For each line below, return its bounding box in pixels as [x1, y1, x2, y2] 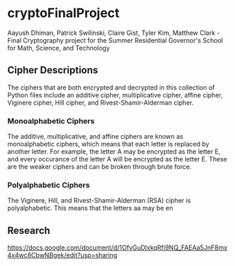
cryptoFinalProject [7, 5, 120, 21]
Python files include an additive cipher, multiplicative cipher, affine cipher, [7, 90, 223, 99]
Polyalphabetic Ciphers [7, 180, 90, 190]
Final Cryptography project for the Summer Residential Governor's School [7, 36, 224, 44]
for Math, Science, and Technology [7, 43, 110, 52]
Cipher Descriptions [7, 64, 99, 76]
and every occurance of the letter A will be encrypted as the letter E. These [7, 155, 227, 164]
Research [7, 224, 51, 236]
